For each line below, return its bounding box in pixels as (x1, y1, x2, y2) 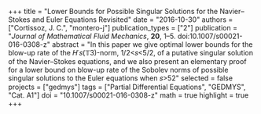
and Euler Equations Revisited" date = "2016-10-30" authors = (31, 15, 233, 24)
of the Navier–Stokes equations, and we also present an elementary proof (8, 57, 247, 66)
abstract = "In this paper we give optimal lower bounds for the (52, 40, 253, 49)
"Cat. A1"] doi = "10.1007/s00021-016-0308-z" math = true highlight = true (8, 91, 249, 100)
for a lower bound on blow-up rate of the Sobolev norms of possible (8, 66, 229, 74)
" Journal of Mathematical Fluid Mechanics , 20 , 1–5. (8, 31, 176, 41)
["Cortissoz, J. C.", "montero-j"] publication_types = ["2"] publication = (8, 23, 238, 32)
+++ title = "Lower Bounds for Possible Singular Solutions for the (8, 7, 219, 16)
